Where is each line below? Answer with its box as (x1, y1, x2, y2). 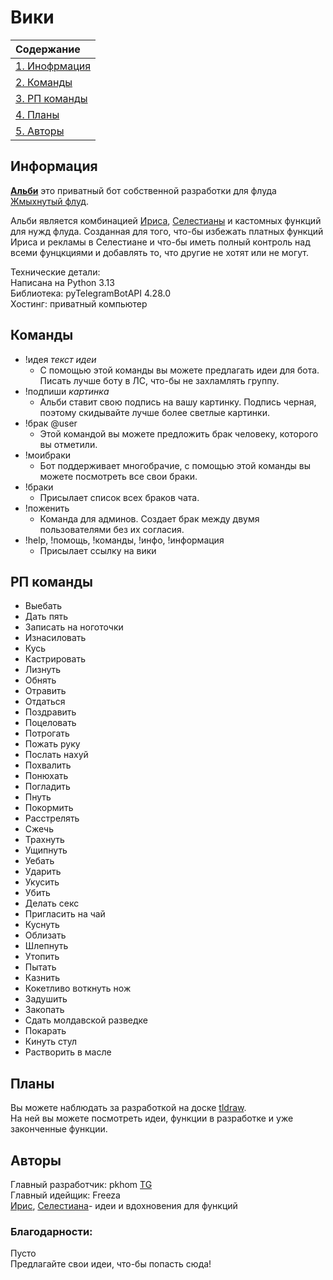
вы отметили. (39, 438, 98, 450)
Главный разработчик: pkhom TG (10, 1179, 153, 1190)
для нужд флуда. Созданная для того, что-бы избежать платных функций (10, 225, 324, 237)
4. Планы (15, 107, 60, 121)
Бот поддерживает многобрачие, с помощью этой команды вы (39, 459, 312, 471)
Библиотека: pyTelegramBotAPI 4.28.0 (10, 287, 171, 299)
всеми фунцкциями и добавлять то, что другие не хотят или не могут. (10, 246, 309, 258)
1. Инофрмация (15, 59, 92, 73)
